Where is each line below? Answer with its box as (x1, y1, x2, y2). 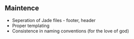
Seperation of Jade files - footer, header (12, 17, 96, 23)
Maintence (5, 4, 39, 12)
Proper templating (12, 22, 50, 28)
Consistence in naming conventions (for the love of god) (12, 27, 129, 34)
